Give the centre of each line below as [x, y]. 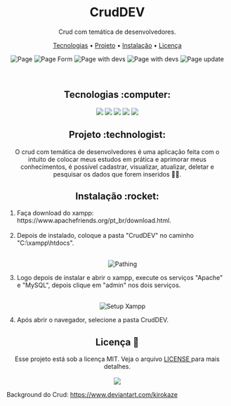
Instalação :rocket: [117, 196]
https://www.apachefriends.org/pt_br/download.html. [94, 221]
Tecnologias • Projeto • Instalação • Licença [117, 45]
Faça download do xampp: [55, 213]
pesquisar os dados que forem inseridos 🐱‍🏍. [117, 174]
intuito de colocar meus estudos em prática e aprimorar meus [117, 159]
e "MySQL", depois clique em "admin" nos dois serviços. [99, 285]
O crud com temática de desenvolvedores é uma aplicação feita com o [117, 151]
